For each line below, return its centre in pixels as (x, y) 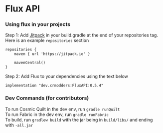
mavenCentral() (30, 63)
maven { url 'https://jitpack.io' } (52, 54)
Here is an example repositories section (47, 40)
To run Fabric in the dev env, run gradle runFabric (57, 114)
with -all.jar (19, 125)
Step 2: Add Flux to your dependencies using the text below (67, 76)
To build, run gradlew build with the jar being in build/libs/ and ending (79, 119)
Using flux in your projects (38, 24)
